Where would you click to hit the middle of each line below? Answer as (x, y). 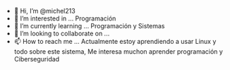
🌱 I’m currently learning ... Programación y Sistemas (89, 26)
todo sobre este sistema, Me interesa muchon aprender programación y (119, 52)
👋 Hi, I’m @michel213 (44, 11)
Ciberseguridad (37, 59)
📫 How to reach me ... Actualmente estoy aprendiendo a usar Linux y (115, 41)
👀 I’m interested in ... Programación (65, 18)
